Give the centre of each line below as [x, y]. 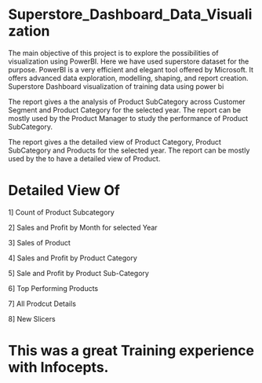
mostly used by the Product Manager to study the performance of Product [128, 118]
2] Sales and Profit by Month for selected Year [83, 227]
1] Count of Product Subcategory [62, 212]
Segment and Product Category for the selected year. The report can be [125, 110]
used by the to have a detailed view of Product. [84, 158]
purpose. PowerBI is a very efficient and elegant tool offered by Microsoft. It [131, 69]
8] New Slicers [32, 319]
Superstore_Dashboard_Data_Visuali [130, 15]
